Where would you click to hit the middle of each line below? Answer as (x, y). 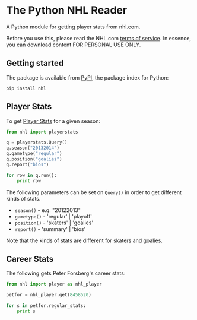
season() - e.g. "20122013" (48, 210)
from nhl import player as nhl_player (54, 284)
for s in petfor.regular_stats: (46, 306)
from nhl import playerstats (42, 132)
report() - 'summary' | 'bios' (50, 229)
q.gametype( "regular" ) (34, 154)
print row (29, 181)
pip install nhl (26, 88)
